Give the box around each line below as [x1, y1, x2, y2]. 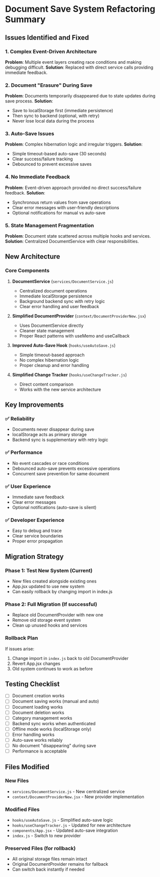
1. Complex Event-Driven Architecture [5, 48, 97, 55]
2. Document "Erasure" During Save [5, 82, 93, 89]
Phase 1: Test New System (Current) [5, 567, 93, 574]
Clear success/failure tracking [12, 156, 73, 162]
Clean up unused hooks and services [12, 622, 88, 628]
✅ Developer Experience [5, 516, 65, 523]
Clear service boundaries [12, 533, 64, 539]
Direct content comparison [19, 381, 73, 387]
